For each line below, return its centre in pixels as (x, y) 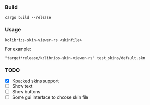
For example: (18, 49)
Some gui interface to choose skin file (50, 97)
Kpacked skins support (35, 81)
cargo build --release (28, 18)
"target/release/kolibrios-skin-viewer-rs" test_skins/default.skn (75, 58)
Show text (22, 86)
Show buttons (26, 92)
